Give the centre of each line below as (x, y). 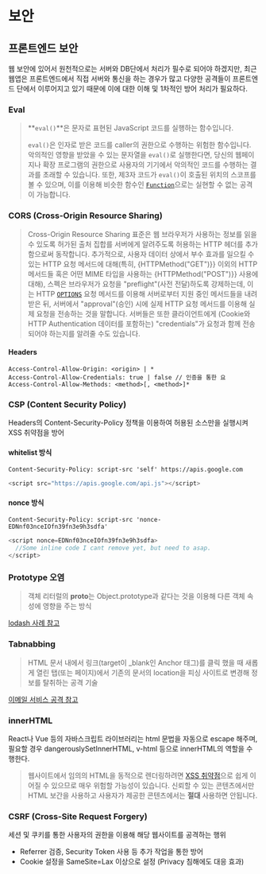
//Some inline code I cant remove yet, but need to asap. (114, 548)
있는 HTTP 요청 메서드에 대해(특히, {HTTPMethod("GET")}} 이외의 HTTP (143, 264)
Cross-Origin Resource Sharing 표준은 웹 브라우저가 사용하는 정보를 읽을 (142, 234)
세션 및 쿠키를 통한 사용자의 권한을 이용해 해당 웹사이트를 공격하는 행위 (117, 835)
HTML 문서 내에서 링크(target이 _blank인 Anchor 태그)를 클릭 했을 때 (135, 662)
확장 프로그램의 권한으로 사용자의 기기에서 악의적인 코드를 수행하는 (145, 165)
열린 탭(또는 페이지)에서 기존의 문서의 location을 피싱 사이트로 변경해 (143, 672)
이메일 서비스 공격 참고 (43, 699)
